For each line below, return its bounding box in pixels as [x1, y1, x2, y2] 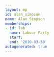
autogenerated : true [5, 44, 48, 49]
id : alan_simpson [5, 12, 41, 17]
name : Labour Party [9, 30, 50, 35]
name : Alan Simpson [5, 16, 45, 21]
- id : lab [5, 26, 26, 31]
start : [9, 35, 23, 40]
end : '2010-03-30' [9, 40, 48, 45]
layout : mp [5, 7, 27, 12]
